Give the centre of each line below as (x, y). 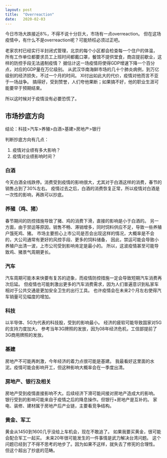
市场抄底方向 (25, 116)
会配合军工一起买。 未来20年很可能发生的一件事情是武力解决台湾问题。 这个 (83, 438)
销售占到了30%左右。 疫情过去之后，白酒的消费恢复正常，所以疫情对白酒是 (83, 189)
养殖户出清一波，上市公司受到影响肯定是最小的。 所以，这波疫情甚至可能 (80, 245)
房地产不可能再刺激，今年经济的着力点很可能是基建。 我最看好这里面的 (78, 361)
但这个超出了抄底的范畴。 (31, 451)
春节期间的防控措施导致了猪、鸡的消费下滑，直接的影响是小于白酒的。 (77, 221)
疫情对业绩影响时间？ (34, 156)
